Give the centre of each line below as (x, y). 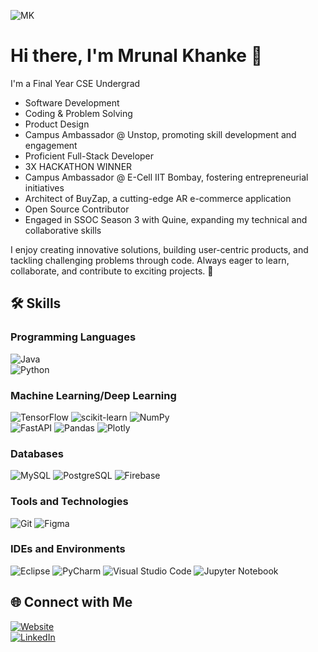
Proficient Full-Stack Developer (89, 156)
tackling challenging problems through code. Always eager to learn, (150, 260)
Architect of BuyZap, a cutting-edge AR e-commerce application (158, 198)
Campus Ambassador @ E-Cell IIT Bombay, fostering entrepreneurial (166, 177)
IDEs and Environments (68, 549)
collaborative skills (63, 230)
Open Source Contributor (77, 209)
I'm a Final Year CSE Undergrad (75, 83)
